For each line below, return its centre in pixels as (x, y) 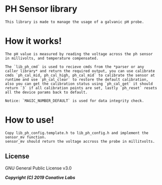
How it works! (33, 41)
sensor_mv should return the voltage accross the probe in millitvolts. (80, 141)
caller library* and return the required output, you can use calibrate (80, 71)
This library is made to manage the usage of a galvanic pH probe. (75, 22)
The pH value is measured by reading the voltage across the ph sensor (79, 54)
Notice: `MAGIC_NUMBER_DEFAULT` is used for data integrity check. (75, 101)
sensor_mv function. (26, 137)
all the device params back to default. (47, 92)
